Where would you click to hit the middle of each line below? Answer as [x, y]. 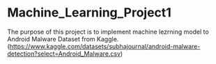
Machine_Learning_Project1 [90, 13]
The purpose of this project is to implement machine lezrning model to [108, 32]
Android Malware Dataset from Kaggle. [63, 39]
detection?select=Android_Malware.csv [64, 54]
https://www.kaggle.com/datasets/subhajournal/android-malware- [105, 46]
